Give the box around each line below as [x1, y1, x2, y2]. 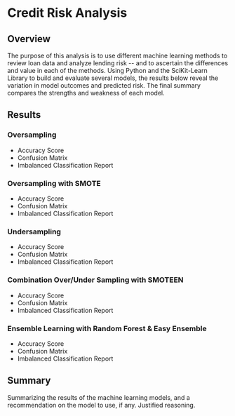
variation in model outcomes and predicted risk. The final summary [7, 81, 201, 89]
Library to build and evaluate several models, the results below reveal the [7, 74, 219, 82]
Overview [7, 33, 51, 45]
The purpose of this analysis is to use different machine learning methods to [7, 51, 228, 60]
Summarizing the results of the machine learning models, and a [7, 393, 191, 401]
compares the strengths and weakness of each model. [7, 89, 165, 97]
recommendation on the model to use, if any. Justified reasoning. [7, 401, 196, 409]
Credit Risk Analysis [7, 5, 128, 21]
